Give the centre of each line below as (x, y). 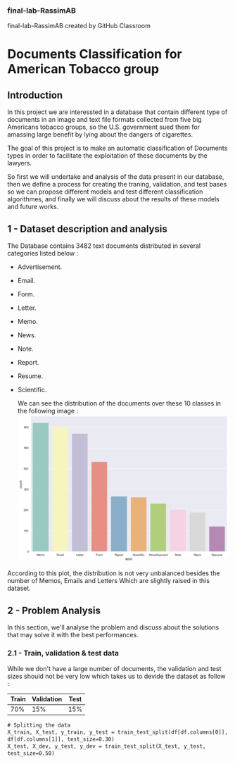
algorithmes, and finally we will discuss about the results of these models (113, 199)
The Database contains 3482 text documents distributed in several (104, 246)
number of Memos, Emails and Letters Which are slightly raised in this (108, 581)
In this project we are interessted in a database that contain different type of (118, 112)
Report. (28, 363)
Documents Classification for (95, 54)
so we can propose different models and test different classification (105, 192)
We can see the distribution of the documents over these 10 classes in (119, 403)
